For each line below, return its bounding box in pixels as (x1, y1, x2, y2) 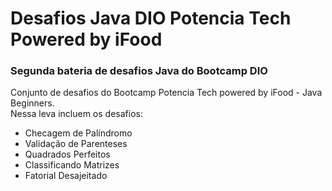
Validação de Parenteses (24, 138, 128, 150)
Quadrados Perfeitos (24, 148, 111, 161)
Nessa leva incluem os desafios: (10, 108, 143, 120)
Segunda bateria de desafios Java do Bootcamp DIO (10, 64, 268, 78)
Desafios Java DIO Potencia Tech (10, 7, 292, 30)
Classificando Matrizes (24, 159, 120, 171)
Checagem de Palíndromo (24, 127, 133, 139)
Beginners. (10, 97, 55, 109)
